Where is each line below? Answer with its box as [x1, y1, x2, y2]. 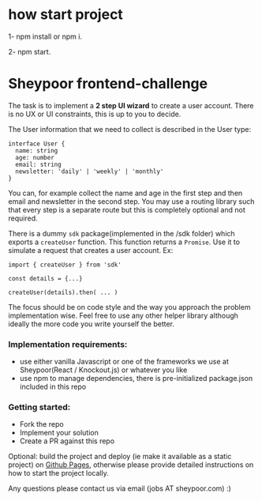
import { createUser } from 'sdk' [8, 261, 122, 269]
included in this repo [19, 382, 87, 392]
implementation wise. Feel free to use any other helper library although [8, 311, 239, 320]
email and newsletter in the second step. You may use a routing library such [8, 196, 255, 206]
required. [8, 213, 38, 223]
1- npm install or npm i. [8, 32, 83, 41]
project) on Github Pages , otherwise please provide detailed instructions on [8, 460, 254, 469]
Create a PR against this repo [19, 436, 115, 446]
